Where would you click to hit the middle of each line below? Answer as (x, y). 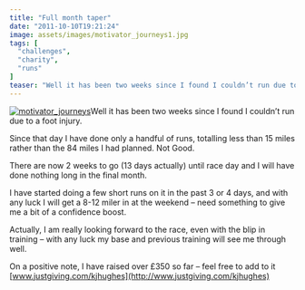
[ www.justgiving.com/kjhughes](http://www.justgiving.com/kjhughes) (140, 275)
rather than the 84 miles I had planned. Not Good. (102, 148)
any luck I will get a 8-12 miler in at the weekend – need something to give (148, 202)
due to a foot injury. (46, 121)
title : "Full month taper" (60, 18)
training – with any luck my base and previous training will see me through (148, 239)
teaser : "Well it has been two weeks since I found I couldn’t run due (148, 85)
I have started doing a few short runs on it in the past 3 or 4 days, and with (149, 192)
